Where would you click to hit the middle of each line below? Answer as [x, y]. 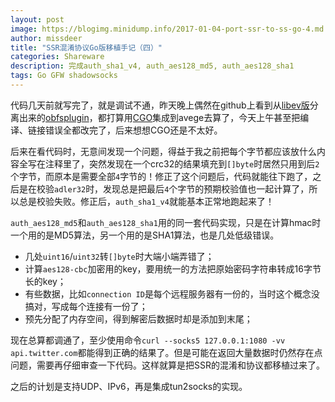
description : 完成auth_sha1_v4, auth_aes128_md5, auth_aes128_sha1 [152, 66]
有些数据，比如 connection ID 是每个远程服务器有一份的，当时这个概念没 [172, 293]
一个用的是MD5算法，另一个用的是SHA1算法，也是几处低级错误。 [145, 235]
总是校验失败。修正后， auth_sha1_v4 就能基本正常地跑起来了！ [146, 201]
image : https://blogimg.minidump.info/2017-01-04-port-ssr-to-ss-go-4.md [167, 29]
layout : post [37, 19]
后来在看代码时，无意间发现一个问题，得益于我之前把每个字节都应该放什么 [163, 151]
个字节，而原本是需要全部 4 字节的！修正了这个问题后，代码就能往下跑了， [161, 176]
